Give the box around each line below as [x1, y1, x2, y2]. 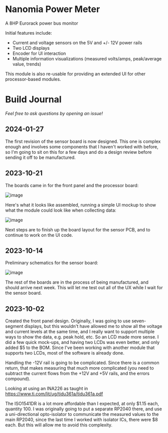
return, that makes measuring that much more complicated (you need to [5, 365, 154, 371]
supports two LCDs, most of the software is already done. [5, 350, 124, 356]
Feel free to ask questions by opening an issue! [5, 110, 103, 116]
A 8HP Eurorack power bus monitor [5, 20, 79, 26]
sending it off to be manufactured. [5, 154, 76, 160]
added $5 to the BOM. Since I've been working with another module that [5, 344, 155, 351]
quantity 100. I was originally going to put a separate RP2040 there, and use [5, 406, 162, 412]
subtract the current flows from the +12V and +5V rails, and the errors [5, 371, 149, 377]
